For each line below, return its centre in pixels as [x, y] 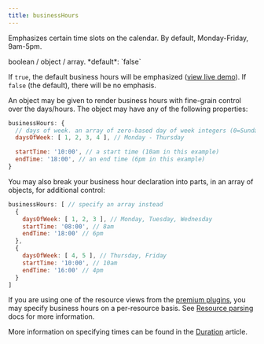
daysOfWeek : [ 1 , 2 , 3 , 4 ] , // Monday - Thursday [100, 138]
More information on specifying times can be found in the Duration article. [128, 332]
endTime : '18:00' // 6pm [63, 234]
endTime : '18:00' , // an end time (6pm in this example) [110, 159]
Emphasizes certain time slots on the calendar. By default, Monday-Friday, [128, 38]
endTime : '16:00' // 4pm [63, 270]
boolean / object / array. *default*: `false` [75, 61]
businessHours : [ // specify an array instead [86, 204]
